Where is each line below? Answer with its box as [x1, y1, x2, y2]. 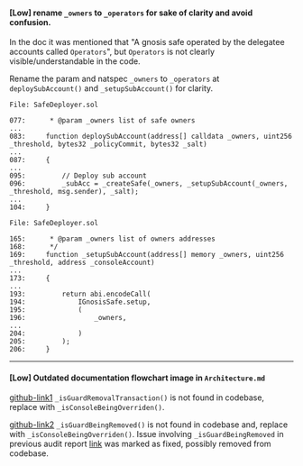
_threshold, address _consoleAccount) [9, 258, 155, 268]
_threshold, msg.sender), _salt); [9, 187, 140, 196]
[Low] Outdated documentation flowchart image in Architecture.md [9, 372, 266, 383]
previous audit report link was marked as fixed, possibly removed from [9, 438, 272, 450]
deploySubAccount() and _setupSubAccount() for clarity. [9, 83, 214, 94]
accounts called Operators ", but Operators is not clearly [9, 46, 215, 58]
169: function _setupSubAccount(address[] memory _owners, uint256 [9, 251, 284, 260]
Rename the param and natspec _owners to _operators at [9, 73, 220, 85]
